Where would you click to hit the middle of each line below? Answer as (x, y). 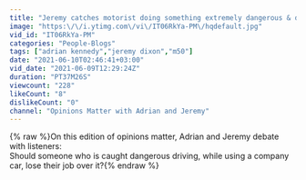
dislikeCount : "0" (44, 102)
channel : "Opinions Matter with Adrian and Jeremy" (109, 111)
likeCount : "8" (38, 94)
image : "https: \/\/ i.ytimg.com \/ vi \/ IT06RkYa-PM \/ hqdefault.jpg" (136, 26)
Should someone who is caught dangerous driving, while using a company (149, 156)
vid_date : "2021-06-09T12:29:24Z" (75, 69)
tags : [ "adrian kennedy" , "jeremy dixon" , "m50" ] (102, 52)
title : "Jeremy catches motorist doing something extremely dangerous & (150, 18)
